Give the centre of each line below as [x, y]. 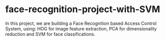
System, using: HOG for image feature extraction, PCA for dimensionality [81, 28]
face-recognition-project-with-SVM [83, 9]
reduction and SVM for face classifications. [50, 34]
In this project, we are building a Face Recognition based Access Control [81, 23]
